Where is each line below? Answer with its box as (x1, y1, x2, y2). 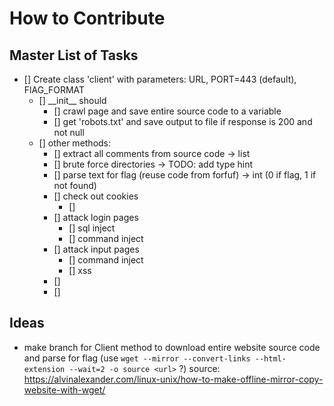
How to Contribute (9, 7, 166, 30)
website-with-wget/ (23, 383, 106, 396)
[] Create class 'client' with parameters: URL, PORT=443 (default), (23, 73, 297, 85)
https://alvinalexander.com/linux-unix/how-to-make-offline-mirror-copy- (23, 373, 324, 385)
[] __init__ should (38, 95, 107, 106)
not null (53, 127, 85, 138)
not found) (53, 180, 97, 191)
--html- (254, 353, 287, 364)
